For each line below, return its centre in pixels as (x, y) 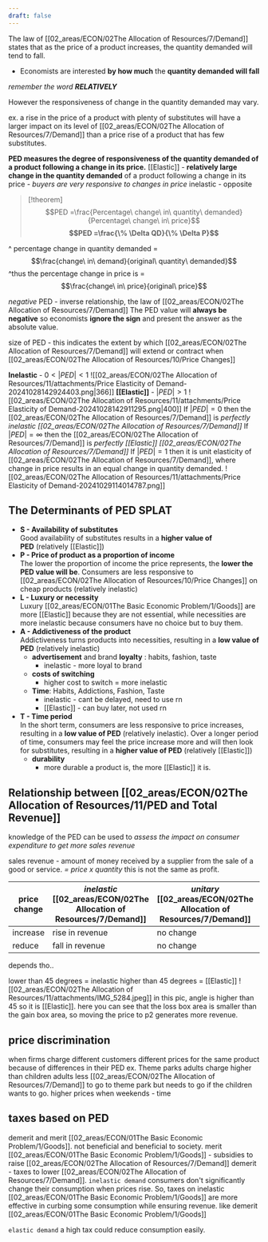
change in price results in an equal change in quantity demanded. (116, 468)
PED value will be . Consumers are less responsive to (106, 572)
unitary (205, 889)
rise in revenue (80, 932)
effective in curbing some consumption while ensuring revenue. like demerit (133, 1205)
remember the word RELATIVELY (63, 86)
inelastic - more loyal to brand (93, 665)
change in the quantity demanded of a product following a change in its (127, 175)
